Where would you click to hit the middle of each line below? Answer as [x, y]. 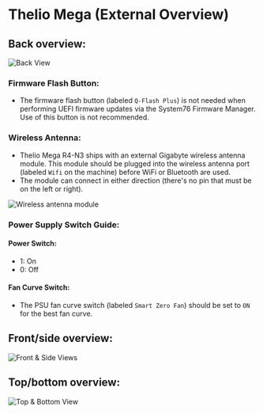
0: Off [29, 269]
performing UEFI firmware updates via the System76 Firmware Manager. [138, 109]
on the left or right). [51, 188]
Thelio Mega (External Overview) [118, 15]
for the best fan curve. [56, 313]
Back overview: [47, 44]
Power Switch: [32, 244]
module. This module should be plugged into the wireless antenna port [135, 163]
